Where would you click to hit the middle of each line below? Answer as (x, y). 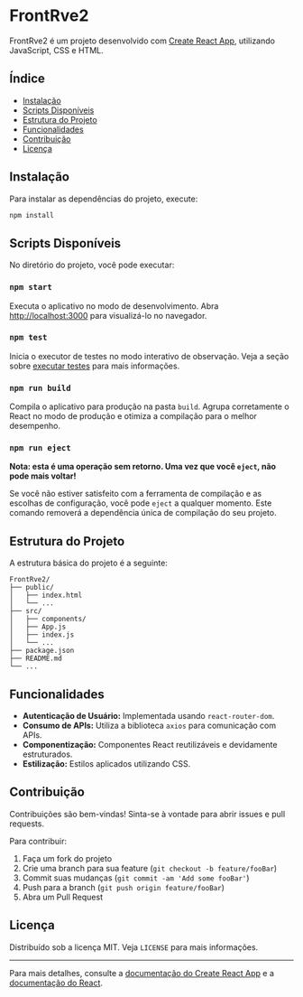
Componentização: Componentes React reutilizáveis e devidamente (150, 745)
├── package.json (42, 651)
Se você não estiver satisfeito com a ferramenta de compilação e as (136, 494)
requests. (27, 824)
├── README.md (36, 659)
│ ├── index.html (46, 596)
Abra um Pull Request (63, 897)
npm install (32, 215)
